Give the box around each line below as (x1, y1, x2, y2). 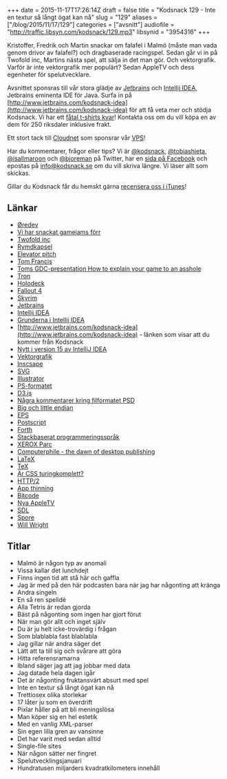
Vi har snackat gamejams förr (17, 227, 101, 236)
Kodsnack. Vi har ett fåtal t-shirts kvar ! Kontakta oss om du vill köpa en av (7, 113, 217, 121)
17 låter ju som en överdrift (17, 698, 93, 706)
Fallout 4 (17, 286, 43, 295)
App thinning (17, 484, 54, 492)
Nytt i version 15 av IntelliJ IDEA (17, 344, 107, 353)
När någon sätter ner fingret (17, 749, 97, 757)
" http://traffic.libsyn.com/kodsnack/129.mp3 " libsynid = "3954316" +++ (7, 28, 210, 36)
